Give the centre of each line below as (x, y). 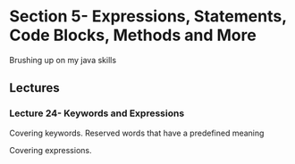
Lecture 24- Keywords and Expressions (97, 113)
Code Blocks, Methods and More (133, 35)
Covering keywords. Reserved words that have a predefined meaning (137, 133)
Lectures (34, 88)
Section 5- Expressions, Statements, (148, 16)
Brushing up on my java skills (63, 60)
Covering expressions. (51, 150)
